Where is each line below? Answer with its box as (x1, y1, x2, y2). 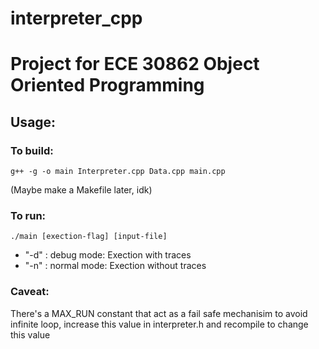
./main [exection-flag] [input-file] (10, 232, 168, 242)
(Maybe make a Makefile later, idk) (10, 184, 153, 196)
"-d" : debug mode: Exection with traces (24, 249, 192, 261)
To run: (10, 208, 47, 222)
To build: (10, 143, 54, 157)
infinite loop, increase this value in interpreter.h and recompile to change (10, 318, 309, 330)
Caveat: (10, 285, 50, 299)
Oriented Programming (10, 74, 205, 97)
